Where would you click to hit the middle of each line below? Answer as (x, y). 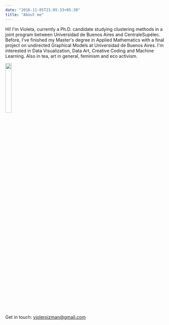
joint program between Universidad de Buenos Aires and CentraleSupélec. (83, 34)
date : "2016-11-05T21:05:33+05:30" (43, 10)
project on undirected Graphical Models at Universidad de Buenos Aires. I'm (85, 45)
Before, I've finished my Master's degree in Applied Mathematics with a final (85, 40)
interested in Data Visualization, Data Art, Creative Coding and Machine (80, 51)
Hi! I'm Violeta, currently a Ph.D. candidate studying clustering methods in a (84, 29)
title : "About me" (25, 15)
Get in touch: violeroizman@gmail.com (46, 317)
